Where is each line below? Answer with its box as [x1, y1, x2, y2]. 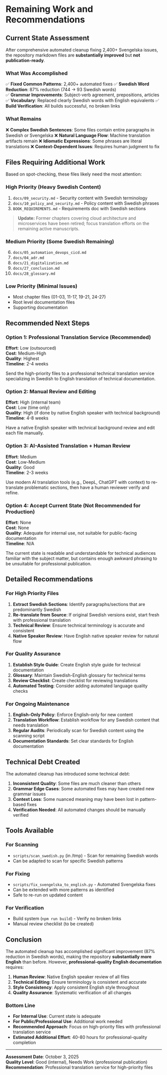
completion [12, 1040, 36, 1046]
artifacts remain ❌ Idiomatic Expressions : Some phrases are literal [5, 138, 142, 144]
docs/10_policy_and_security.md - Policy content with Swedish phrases [12, 200, 159, 206]
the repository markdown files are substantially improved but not [5, 52, 140, 58]
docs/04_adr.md [12, 255, 45, 260]
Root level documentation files [12, 299, 75, 305]
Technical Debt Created [5, 758, 80, 766]
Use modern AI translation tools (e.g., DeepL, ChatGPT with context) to [5, 479, 151, 485]
